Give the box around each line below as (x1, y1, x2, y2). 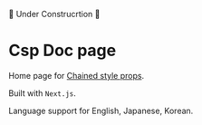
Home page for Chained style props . (8, 70, 145, 81)
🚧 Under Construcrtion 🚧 (8, 9, 101, 19)
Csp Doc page (8, 41, 117, 61)
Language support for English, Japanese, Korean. (8, 105, 194, 116)
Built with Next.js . (8, 87, 76, 99)
